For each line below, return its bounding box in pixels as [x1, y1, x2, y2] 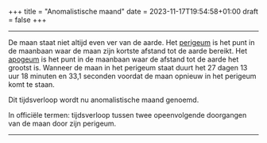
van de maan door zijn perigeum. [8, 119, 117, 128]
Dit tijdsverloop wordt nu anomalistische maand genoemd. [8, 95, 199, 104]
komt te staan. [8, 80, 56, 89]
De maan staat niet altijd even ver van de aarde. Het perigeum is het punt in [8, 38, 256, 47]
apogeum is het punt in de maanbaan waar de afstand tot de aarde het [8, 55, 239, 64]
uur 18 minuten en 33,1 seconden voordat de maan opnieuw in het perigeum [8, 71, 257, 81]
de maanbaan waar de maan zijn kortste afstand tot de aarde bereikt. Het [8, 47, 248, 55]
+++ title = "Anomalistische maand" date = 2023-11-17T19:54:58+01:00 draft [8, 7, 258, 16]
